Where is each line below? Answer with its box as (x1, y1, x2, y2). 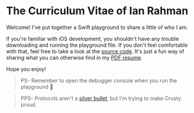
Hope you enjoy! (6, 65, 46, 72)
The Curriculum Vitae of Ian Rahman (6, 4, 189, 18)
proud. (20, 101, 37, 108)
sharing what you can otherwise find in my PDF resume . (6, 54, 143, 61)
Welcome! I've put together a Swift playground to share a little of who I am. (6, 24, 188, 31)
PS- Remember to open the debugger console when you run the (20, 77, 177, 84)
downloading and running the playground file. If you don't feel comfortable (6, 41, 188, 49)
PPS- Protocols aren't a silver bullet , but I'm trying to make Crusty (20, 95, 182, 102)
